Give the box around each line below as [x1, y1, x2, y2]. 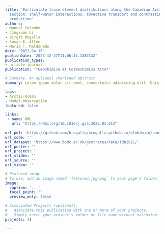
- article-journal [5, 62, 43, 67]
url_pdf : [5, 130, 23, 135]
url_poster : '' [5, 144, 36, 149]
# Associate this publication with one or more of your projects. [5, 208, 148, 213]
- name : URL [7, 117, 32, 121]
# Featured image [5, 171, 41, 176]
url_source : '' [5, 158, 36, 163]
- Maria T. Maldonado [5, 44, 50, 49]
